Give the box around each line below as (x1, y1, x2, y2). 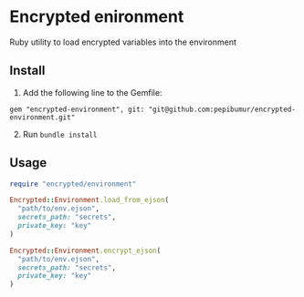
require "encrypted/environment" (9, 179, 137, 189)
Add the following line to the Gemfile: (22, 87, 162, 97)
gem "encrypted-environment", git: (9, 105, 145, 114)
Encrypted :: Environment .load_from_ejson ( (9, 196, 170, 205)
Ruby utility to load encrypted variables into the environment (9, 36, 237, 47)
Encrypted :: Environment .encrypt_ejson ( (9, 246, 162, 255)
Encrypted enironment (9, 6, 184, 27)
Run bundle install (22, 128, 98, 139)
